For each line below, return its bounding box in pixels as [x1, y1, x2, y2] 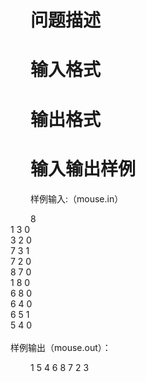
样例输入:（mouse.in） [30, 192, 124, 205]
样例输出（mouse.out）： [10, 341, 112, 353]
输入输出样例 [30, 157, 137, 180]
